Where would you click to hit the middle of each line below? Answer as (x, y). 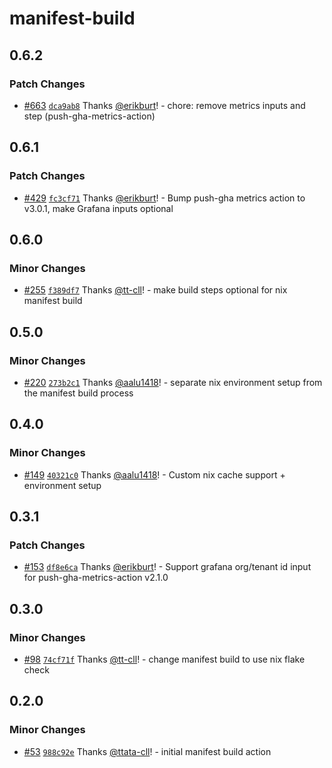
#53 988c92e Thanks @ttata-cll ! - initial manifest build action (147, 751)
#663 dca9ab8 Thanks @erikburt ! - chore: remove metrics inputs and (164, 105)
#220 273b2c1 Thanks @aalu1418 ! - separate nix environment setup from (173, 382)
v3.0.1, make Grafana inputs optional (98, 208)
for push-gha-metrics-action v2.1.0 (96, 578)
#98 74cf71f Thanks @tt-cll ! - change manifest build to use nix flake (164, 659)
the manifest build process (78, 393)
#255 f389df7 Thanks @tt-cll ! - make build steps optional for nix (155, 290)
